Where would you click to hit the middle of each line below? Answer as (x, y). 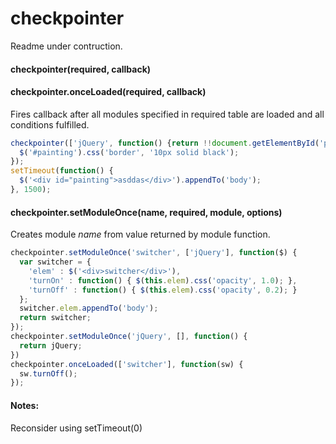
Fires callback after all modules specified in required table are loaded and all (167, 114)
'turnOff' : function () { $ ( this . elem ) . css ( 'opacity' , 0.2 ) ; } (163, 290)
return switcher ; (55, 318)
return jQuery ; (51, 345)
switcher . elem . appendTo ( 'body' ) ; (89, 308)
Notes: (25, 405)
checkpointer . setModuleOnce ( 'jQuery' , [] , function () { (129, 337)
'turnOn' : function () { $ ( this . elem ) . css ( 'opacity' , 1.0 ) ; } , (163, 280)
